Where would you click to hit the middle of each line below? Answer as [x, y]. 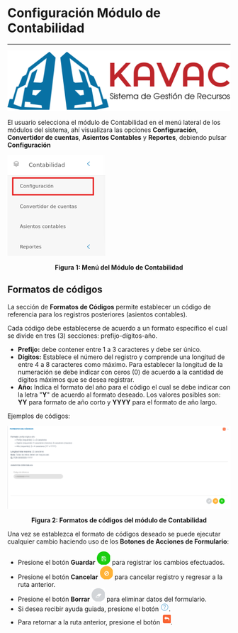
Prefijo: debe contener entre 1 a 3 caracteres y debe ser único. [109, 349]
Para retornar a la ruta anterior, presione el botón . [95, 622]
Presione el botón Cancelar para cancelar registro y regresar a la [120, 577]
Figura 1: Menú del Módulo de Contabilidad [119, 267]
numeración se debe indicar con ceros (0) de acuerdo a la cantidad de [120, 372]
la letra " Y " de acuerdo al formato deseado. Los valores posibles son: [119, 395]
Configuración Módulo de [84, 13]
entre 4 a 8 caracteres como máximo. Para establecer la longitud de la [120, 364]
